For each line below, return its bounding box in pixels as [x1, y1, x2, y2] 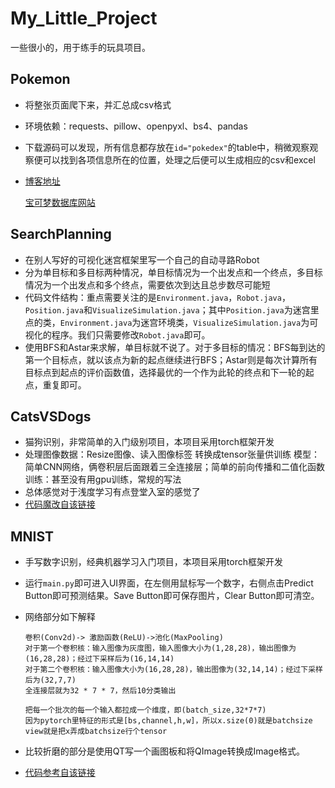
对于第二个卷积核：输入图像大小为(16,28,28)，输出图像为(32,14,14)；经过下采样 [24, 665, 323, 675]
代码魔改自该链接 [24, 498, 96, 511]
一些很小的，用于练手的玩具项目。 [10, 41, 151, 53]
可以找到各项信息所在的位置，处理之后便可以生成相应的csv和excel [42, 153, 316, 166]
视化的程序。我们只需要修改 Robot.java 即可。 [24, 328, 211, 341]
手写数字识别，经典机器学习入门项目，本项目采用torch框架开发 [24, 556, 283, 568]
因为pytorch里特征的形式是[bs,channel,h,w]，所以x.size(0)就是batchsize [24, 716, 313, 726]
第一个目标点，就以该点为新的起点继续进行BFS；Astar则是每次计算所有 [24, 353, 318, 366]
